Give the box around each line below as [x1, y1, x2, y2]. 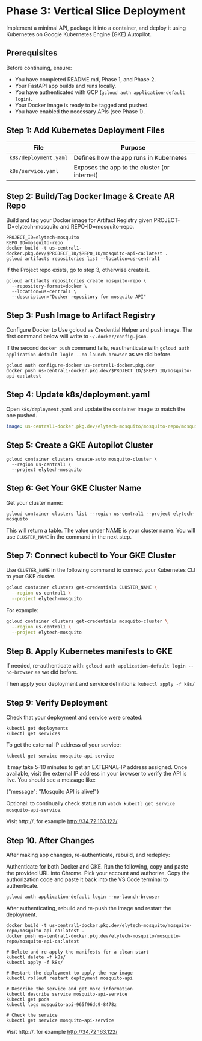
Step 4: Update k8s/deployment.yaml [6, 389, 150, 399]
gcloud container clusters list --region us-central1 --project [6, 511, 171, 517]
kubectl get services [6, 731, 61, 737]
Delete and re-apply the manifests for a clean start [11, 949, 149, 955]
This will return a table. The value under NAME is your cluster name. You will [6, 527, 195, 534]
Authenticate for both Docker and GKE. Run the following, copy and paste [6, 863, 188, 870]
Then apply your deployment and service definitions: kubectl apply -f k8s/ [6, 680, 195, 688]
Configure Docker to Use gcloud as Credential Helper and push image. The [6, 326, 192, 334]
